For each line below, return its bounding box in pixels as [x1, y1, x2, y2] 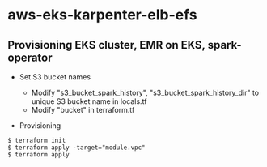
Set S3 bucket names [19, 72, 91, 82]
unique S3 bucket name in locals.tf [31, 96, 147, 106]
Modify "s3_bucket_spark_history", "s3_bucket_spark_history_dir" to [31, 88, 260, 97]
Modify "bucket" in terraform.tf [31, 105, 135, 114]
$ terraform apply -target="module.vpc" [7, 143, 146, 152]
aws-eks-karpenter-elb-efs [7, 6, 197, 24]
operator [7, 50, 53, 64]
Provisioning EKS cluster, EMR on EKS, [7, 38, 206, 52]
